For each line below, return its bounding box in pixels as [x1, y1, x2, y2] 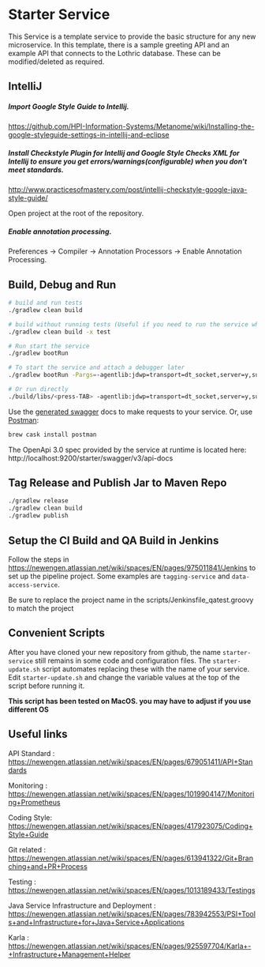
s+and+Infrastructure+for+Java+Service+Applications [8, 917, 185, 927]
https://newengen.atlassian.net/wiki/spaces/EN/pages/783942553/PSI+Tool [8, 909, 256, 918]
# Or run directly [8, 386, 69, 393]
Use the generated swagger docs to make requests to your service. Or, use [8, 407, 253, 416]
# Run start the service [8, 342, 90, 350]
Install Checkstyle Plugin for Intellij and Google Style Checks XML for [8, 148, 240, 157]
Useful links [8, 728, 69, 741]
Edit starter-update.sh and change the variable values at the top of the [8, 672, 241, 682]
